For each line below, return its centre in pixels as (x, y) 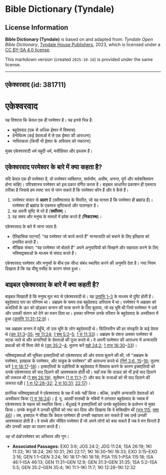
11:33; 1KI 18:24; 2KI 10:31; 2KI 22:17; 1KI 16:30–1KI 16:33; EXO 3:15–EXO (85, 451)
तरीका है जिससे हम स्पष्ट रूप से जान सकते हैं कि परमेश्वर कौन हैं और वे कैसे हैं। (67, 190)
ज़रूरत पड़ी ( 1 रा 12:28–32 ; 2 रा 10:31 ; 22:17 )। (48, 383)
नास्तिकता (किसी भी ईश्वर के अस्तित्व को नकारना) (52, 141)
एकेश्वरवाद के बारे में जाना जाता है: (31, 227)
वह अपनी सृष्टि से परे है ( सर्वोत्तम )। (39, 211)
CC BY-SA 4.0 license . (28, 50)
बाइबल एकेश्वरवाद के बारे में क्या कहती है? (52, 285)
